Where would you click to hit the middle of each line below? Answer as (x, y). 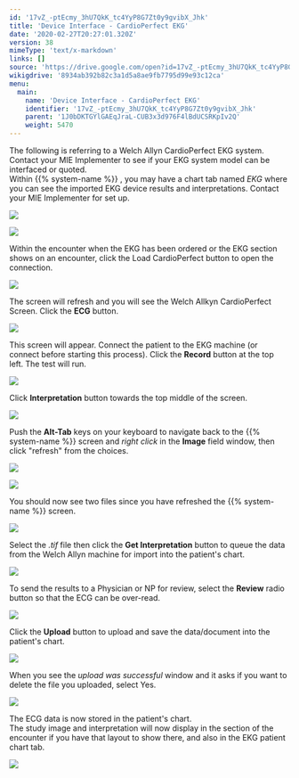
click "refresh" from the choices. (69, 450)
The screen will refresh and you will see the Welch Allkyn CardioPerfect (140, 301)
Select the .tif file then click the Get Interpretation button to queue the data (147, 545)
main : (28, 92)
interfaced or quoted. (48, 169)
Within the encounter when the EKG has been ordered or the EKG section (143, 249)
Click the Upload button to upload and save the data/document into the (140, 632)
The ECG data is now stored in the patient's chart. (101, 719)
